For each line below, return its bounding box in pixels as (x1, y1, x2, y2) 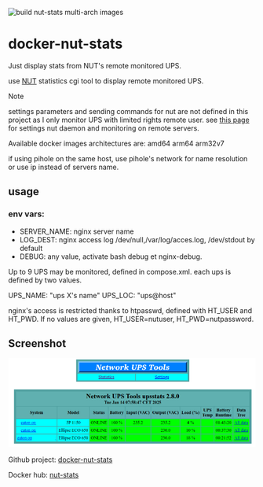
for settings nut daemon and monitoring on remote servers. (8, 123, 200, 133)
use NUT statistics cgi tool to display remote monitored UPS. (8, 76, 204, 86)
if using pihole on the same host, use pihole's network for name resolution (8, 153, 248, 163)
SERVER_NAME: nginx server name (19, 227, 134, 236)
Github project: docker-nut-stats (8, 455, 113, 464)
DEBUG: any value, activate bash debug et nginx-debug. (19, 252, 203, 261)
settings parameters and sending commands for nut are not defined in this (8, 106, 249, 116)
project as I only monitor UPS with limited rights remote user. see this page (8, 115, 250, 124)
